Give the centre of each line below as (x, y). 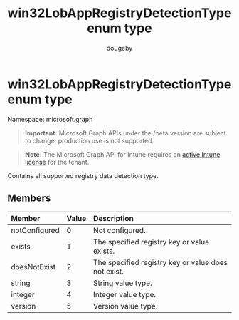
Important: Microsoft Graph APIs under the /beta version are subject (125, 133)
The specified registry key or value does (160, 262)
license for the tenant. (57, 162)
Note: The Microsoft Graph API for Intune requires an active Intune (122, 154)
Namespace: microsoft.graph (50, 119)
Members (29, 198)
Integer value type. (125, 294)
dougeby (119, 48)
